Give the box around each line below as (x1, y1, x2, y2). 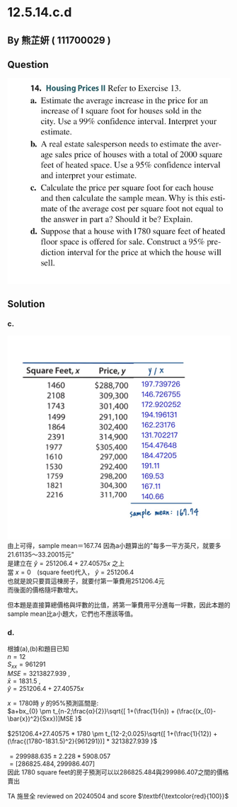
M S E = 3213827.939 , (7, 670, 71, 678)
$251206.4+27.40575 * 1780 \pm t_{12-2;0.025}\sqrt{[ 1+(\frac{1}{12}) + (7, 730, 218, 738)
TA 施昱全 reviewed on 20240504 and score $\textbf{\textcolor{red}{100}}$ (7, 792, 229, 801)
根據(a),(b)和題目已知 (7, 645, 69, 653)
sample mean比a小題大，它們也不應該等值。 (7, 609, 137, 618)
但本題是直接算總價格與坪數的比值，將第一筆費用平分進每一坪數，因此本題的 (7, 601, 231, 609)
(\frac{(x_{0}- (176, 707, 216, 716)
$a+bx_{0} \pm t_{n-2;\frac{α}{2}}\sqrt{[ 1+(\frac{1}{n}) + (7, 707, 175, 716)
